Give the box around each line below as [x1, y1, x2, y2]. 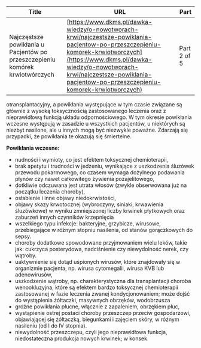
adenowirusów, [14, 271, 53, 278]
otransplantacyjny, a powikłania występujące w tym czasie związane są [6, 101, 182, 108]
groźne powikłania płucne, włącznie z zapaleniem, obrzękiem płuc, [14, 303, 180, 310]
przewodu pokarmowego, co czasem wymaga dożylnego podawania [14, 169, 185, 176]
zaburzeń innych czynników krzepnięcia [14, 213, 114, 221]
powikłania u [9, 40, 45, 49]
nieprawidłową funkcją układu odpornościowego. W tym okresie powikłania [6, 114, 193, 121]
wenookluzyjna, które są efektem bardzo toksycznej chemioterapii [14, 284, 178, 291]
